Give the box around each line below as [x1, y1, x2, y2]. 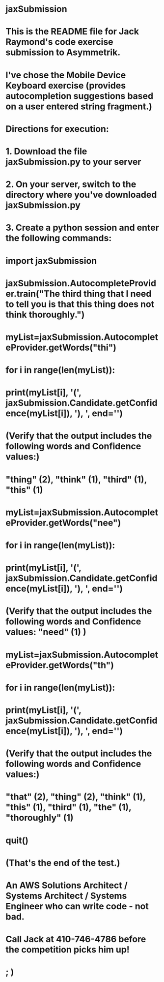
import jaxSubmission [5, 255, 97, 266]
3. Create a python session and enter [5, 222, 159, 233]
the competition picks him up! [5, 944, 130, 955]
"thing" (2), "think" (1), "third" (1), [5, 474, 147, 485]
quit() [5, 835, 29, 846]
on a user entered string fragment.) [5, 101, 153, 112]
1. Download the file [5, 146, 87, 157]
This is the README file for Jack [5, 26, 139, 37]
